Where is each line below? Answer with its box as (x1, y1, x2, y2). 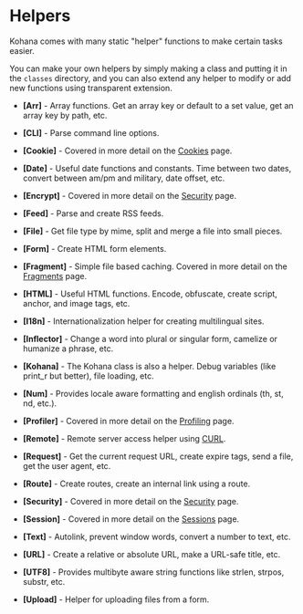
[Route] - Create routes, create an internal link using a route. (22, 478, 251, 489)
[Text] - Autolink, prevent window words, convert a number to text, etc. (22, 531, 291, 542)
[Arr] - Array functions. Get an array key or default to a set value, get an (22, 99, 294, 110)
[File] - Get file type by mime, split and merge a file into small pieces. (22, 225, 283, 236)
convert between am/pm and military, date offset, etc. (22, 172, 225, 183)
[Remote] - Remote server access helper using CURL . (22, 432, 226, 443)
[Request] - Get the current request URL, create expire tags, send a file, (22, 451, 294, 462)
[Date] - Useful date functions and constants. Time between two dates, (22, 162, 292, 173)
